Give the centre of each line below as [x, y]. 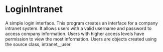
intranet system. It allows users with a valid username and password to [78, 28]
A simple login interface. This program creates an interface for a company [81, 23]
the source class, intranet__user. [38, 44]
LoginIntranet [34, 9]
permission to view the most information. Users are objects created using [81, 39]
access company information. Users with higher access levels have [75, 33]
